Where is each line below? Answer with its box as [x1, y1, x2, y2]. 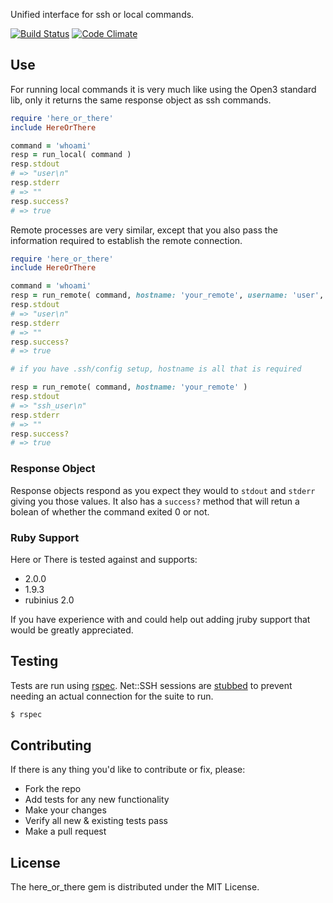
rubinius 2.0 [24, 594, 75, 606]
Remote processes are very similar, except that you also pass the [10, 224, 278, 236]
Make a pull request [24, 825, 107, 838]
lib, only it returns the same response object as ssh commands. [10, 94, 272, 106]
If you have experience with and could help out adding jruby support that [10, 613, 311, 625]
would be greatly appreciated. [10, 624, 134, 636]
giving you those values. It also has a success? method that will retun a [10, 495, 300, 507]
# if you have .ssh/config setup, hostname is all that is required [10, 364, 302, 374]
